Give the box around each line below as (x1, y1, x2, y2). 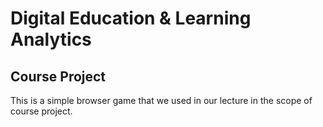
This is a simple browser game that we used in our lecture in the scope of (10, 95, 313, 106)
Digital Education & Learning (10, 7, 252, 30)
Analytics (10, 28, 92, 51)
